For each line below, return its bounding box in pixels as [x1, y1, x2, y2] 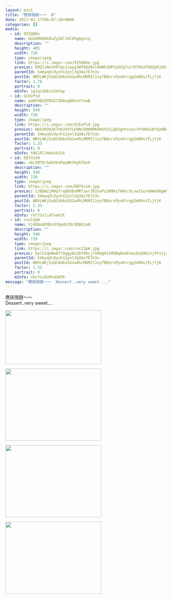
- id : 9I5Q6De [10, 31, 40, 36]
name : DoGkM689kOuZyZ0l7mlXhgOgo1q [14, 36, 91, 42]
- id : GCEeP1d [10, 93, 40, 98]
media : [5, 27, 19, 32]
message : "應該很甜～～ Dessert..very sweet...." [5, 279, 111, 285]
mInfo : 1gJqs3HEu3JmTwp [14, 88, 66, 94]
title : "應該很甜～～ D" [5, 12, 56, 17]
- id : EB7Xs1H [10, 155, 40, 161]
